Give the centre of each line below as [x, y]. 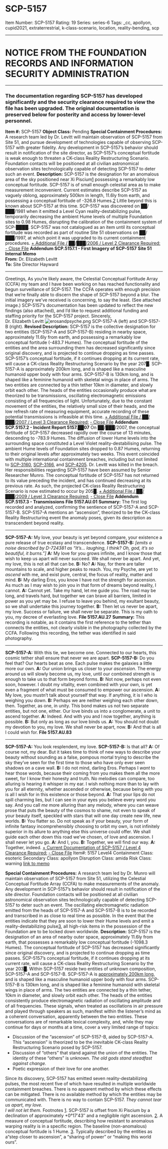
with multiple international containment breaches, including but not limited [81, 459]
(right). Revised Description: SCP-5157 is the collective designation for [82, 327]
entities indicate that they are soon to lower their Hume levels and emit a [79, 921]
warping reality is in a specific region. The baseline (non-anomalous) [76, 1126]
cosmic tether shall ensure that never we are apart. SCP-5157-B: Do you [80, 658]
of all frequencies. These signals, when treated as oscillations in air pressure [84, 1006]
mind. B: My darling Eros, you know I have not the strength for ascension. [81, 580]
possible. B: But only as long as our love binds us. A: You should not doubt [82, 722]
